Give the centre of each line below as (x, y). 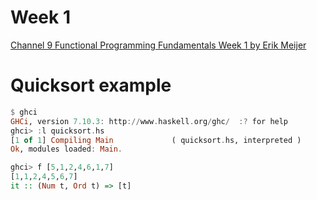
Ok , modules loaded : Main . (66, 149)
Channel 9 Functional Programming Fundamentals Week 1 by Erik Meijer (158, 45)
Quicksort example (91, 85)
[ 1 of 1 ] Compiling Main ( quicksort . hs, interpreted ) (156, 140)
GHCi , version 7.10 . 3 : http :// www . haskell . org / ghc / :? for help (149, 121)
